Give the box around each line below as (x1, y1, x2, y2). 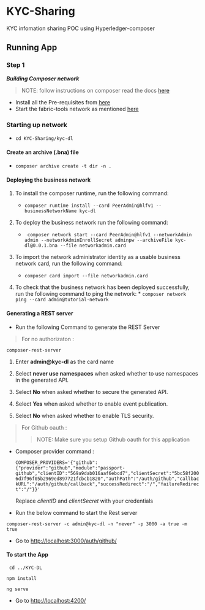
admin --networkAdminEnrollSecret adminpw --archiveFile (24, 237, 173, 244)
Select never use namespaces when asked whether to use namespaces (15, 369, 198, 377)
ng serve (6, 586, 29, 592)
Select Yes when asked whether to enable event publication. (15, 400, 168, 407)
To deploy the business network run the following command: (15, 219, 168, 226)
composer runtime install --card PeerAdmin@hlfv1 (24, 203, 154, 209)
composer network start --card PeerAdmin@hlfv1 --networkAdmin (27, 232, 192, 238)
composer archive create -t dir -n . (15, 163, 112, 169)
